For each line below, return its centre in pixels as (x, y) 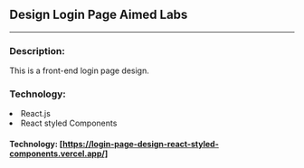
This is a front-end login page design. (79, 70)
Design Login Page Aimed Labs (99, 15)
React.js (36, 114)
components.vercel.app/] (59, 154)
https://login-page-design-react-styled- (141, 144)
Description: (37, 51)
